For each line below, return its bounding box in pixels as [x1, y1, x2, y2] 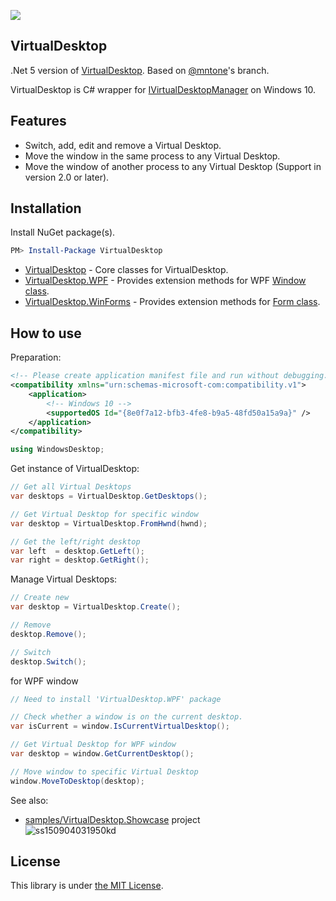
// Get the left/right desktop [10, 536, 141, 547]
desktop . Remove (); [10, 629, 87, 639]
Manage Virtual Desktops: [10, 573, 118, 585]
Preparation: [10, 351, 62, 364]
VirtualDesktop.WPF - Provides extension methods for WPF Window [24, 275, 307, 287]
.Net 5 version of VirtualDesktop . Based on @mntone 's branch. [10, 64, 270, 76]
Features [10, 113, 67, 130]
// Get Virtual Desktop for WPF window [10, 740, 177, 750]
